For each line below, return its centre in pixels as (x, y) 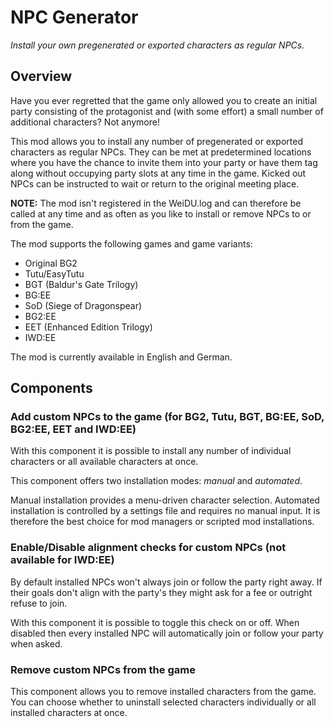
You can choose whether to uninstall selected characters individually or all (163, 702)
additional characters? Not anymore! (85, 122)
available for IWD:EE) (62, 560)
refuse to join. (39, 603)
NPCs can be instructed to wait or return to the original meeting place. (155, 183)
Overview (41, 76)
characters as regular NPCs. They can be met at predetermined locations (161, 152)
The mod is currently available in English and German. (121, 357)
